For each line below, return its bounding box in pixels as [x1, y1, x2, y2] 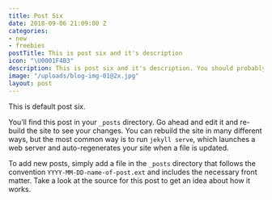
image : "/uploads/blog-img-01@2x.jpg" [8, 72, 139, 80]
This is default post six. [8, 102, 87, 111]
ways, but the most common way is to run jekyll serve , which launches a [8, 134, 256, 144]
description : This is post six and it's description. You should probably [8, 65, 266, 73]
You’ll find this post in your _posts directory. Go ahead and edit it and [8, 117, 239, 127]
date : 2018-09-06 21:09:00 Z [8, 19, 107, 27]
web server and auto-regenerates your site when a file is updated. [8, 143, 229, 152]
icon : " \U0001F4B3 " [8, 57, 74, 65]
